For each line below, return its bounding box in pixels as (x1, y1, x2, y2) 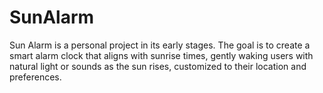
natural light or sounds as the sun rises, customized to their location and (9, 60, 307, 72)
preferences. (9, 71, 62, 83)
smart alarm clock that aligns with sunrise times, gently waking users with (9, 49, 314, 61)
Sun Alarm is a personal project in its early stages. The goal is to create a (9, 39, 311, 51)
